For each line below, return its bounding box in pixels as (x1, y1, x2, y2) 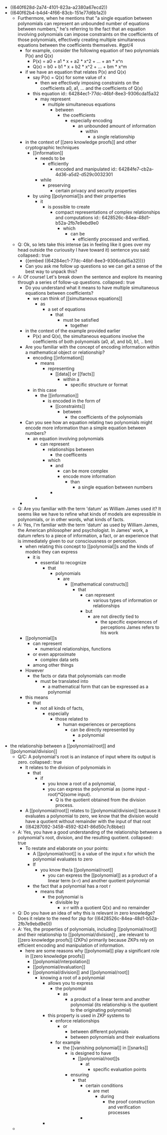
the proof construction (108, 1098, 155, 1105)
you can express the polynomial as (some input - (48, 786, 150, 792)
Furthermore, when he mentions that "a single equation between (17, 15, 153, 21)
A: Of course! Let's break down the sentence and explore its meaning (17, 274, 162, 280)
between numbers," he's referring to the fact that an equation (17, 26, 146, 32)
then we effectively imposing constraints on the (40, 80, 140, 86)
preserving (48, 182, 71, 188)
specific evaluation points (93, 1067, 147, 1072)
